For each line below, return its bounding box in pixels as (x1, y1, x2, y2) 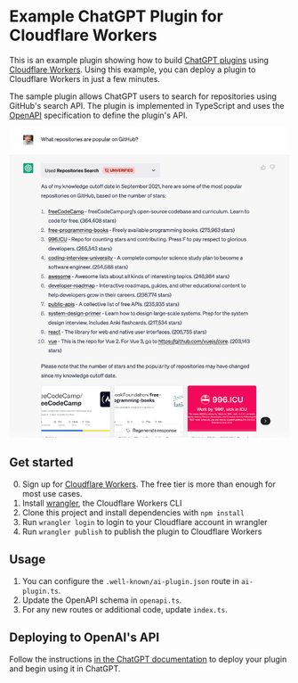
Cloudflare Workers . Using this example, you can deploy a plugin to (9, 64, 256, 75)
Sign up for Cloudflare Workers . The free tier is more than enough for (21, 479, 276, 490)
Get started (9, 455, 74, 470)
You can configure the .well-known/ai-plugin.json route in (21, 575, 240, 586)
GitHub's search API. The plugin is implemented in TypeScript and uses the (9, 100, 285, 111)
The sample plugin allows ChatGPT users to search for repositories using (9, 91, 278, 102)
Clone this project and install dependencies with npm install (21, 506, 245, 518)
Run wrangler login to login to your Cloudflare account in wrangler (21, 516, 269, 527)
